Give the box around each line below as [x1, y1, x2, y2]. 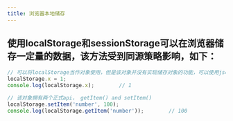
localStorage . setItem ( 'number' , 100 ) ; [7, 101, 119, 108]
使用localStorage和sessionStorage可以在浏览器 [7, 37, 215, 49]
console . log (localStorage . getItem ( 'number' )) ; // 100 [7, 107, 188, 114]
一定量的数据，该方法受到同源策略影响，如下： [16, 50, 217, 62]
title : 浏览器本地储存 [7, 10, 66, 17]
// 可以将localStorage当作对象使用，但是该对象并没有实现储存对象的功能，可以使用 [7, 69, 219, 76]
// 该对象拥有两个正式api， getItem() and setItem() [7, 95, 153, 102]
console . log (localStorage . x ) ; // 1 [7, 82, 132, 89]
